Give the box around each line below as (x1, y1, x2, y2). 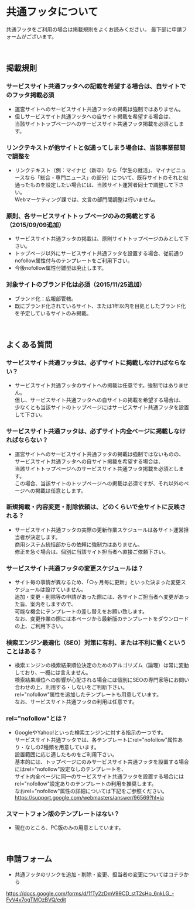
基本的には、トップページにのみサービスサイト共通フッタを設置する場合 (14, 758, 189, 765)
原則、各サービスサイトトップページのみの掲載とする (6, 212, 156, 220)
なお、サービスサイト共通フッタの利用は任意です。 (14, 698, 138, 705)
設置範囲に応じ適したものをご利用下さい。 (14, 750, 118, 758)
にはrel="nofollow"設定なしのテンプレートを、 (14, 765, 127, 773)
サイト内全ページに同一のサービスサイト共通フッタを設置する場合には (14, 773, 184, 780)
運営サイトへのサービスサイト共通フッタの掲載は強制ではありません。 (14, 105, 184, 112)
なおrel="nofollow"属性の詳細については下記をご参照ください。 (14, 787, 168, 794)
